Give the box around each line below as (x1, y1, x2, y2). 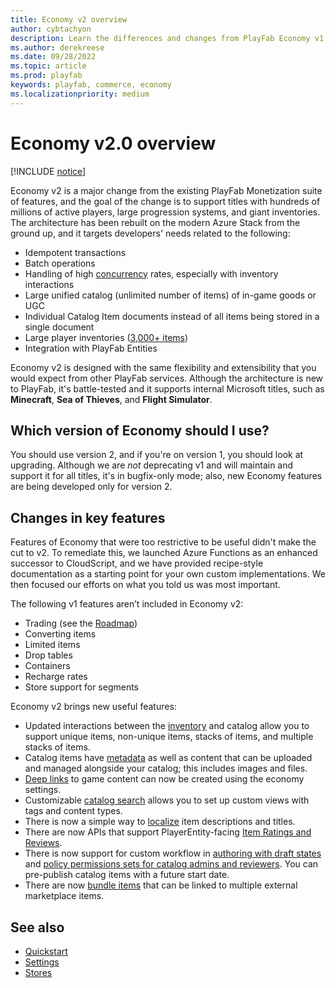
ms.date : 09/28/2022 (10, 52, 97, 62)
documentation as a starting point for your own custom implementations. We (10, 568, 326, 580)
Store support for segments (24, 681, 140, 693)
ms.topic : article (10, 61, 87, 71)
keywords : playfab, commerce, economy (10, 80, 172, 90)
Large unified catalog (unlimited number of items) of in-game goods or (24, 289, 317, 301)
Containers (24, 660, 71, 672)
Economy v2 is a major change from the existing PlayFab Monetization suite (10, 184, 323, 196)
